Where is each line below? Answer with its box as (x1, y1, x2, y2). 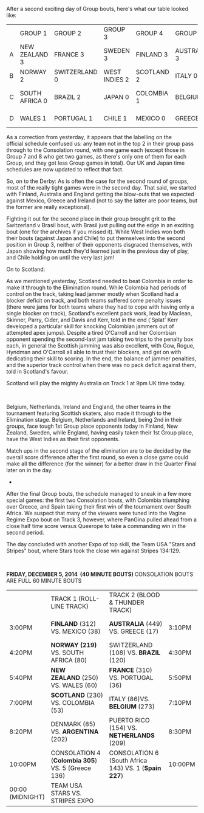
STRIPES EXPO (50, 797, 94, 804)
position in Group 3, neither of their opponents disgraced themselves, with (6, 241, 192, 248)
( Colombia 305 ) (50, 756, 98, 764)
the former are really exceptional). (6, 204, 92, 210)
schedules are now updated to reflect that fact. (6, 166, 124, 173)
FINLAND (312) (50, 620, 97, 628)
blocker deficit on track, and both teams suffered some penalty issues (6, 297, 182, 304)
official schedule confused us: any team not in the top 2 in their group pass (6, 140, 194, 147)
